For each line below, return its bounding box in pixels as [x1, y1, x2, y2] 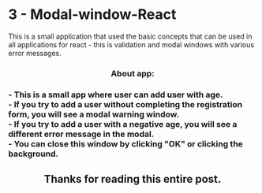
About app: [110, 68, 155, 79]
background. [8, 148, 59, 159]
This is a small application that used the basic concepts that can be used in [8, 32, 253, 41]
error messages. [8, 48, 62, 58]
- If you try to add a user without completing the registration [8, 98, 243, 109]
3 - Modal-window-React [8, 6, 177, 24]
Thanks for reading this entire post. [43, 173, 222, 186]
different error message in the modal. [8, 128, 155, 139]
